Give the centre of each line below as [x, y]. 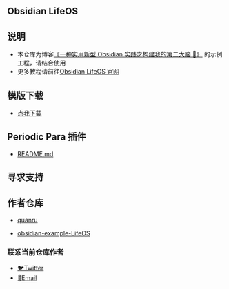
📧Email [27, 278]
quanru [27, 220]
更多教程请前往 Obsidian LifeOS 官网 [68, 72]
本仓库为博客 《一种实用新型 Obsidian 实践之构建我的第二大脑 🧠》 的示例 [120, 54]
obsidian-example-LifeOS [54, 233]
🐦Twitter [30, 268]
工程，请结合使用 [41, 63]
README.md [35, 153]
